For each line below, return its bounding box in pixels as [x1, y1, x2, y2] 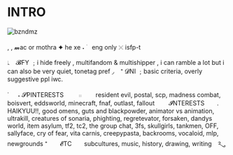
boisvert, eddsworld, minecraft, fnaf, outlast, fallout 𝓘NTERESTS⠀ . [7, 98, 219, 107]
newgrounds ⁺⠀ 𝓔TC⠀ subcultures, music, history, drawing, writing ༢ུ [7, 139, 222, 147]
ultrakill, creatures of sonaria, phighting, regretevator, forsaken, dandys [7, 114, 213, 122]
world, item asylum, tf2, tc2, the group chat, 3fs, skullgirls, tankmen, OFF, [7, 121, 219, 130]
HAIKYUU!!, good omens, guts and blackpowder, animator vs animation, [7, 106, 215, 115]
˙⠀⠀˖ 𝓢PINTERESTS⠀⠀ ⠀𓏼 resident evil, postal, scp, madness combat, [7, 90, 221, 98]
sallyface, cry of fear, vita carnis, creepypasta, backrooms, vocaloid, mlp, [7, 128, 219, 137]
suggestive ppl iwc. [7, 75, 64, 83]
